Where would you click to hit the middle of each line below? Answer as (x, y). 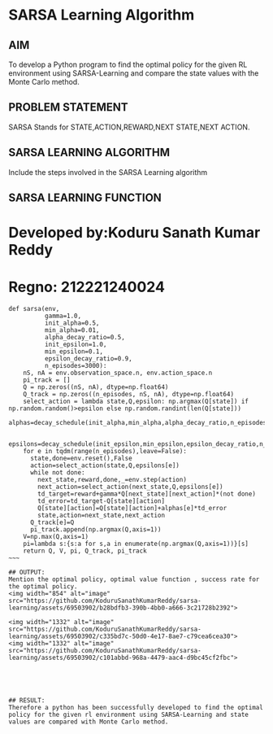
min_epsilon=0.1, (74, 352)
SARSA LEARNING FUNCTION (85, 198)
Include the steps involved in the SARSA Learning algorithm (108, 172)
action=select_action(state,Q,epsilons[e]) (105, 465)
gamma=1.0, (63, 316)
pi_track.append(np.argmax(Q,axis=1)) (95, 530)
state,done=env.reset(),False (81, 459)
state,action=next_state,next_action (101, 516)
